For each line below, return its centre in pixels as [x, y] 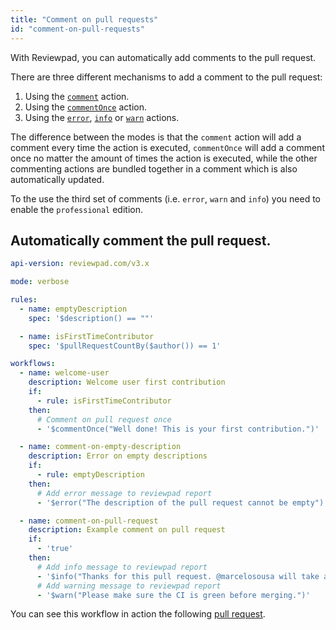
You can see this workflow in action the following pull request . [138, 614]
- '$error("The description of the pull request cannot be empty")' [182, 502]
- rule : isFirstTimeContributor [104, 401]
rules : [24, 300]
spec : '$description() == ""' [91, 318]
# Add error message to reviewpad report [124, 493]
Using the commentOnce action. [85, 107]
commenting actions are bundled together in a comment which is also [154, 168]
